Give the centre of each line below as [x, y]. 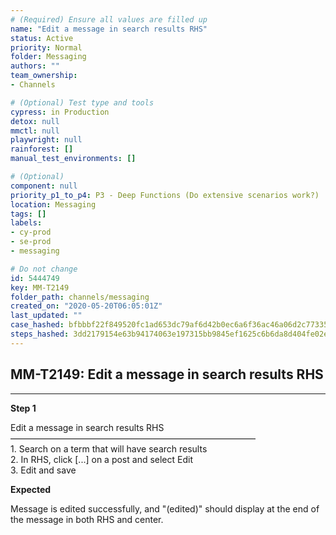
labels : [26, 223]
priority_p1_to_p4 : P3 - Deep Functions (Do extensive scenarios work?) [165, 195]
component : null [44, 186]
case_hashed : [37, 325]
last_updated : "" [46, 316]
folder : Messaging [48, 57]
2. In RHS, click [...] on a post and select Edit [101, 459]
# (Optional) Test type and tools [82, 102]
